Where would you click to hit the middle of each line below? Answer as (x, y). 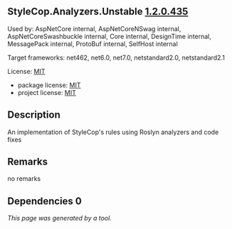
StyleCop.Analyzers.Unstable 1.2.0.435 (98, 12)
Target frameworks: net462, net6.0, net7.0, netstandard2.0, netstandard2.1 (116, 57)
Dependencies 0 (44, 201)
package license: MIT (49, 85)
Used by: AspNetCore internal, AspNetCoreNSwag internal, (94, 28)
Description (34, 115)
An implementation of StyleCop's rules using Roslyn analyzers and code (113, 132)
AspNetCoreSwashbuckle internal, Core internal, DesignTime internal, (110, 36)
